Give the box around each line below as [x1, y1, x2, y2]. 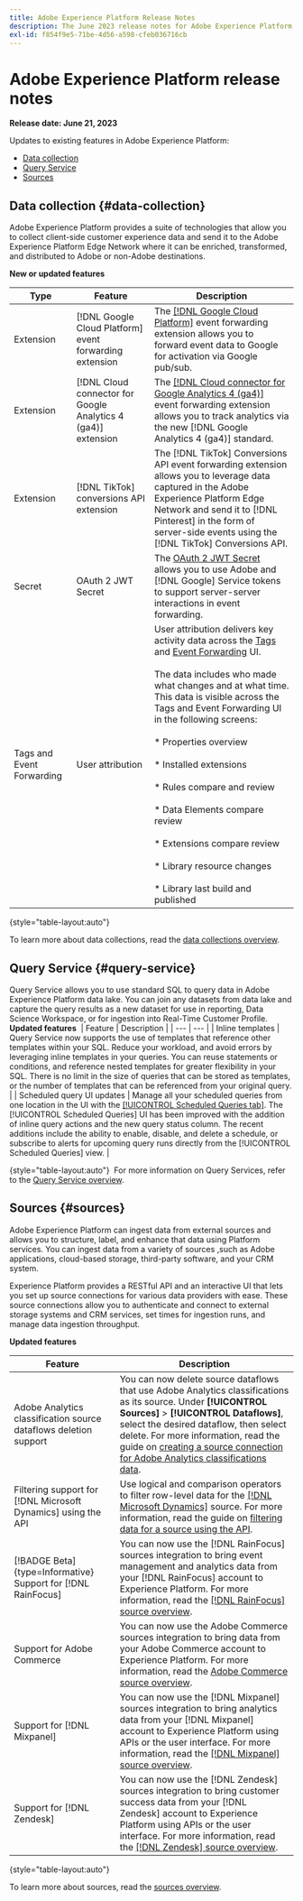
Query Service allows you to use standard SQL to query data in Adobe [9, 984, 271, 995]
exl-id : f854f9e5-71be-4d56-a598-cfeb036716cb [9, 30, 188, 39]
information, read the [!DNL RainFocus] [119, 1593, 286, 1606]
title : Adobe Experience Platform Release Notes [9, 13, 196, 23]
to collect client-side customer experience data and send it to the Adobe [9, 232, 279, 243]
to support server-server [153, 586, 262, 598]
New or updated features [9, 268, 106, 280]
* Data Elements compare [153, 804, 264, 817]
